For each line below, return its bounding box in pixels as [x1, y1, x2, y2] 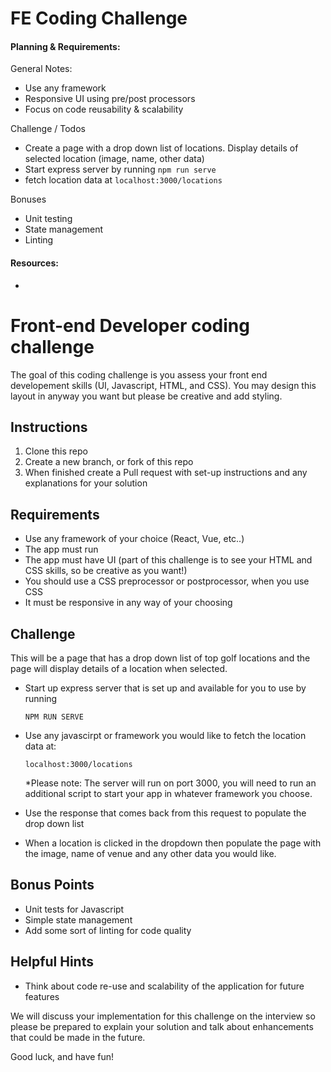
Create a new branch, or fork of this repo [24, 456, 194, 468]
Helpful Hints [10, 953, 94, 971]
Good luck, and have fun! [10, 1050, 115, 1062]
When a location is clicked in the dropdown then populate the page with [24, 837, 322, 849]
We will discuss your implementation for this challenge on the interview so [10, 1010, 316, 1022]
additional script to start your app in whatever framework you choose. [24, 787, 313, 799]
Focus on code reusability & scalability [24, 103, 184, 116]
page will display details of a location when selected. [10, 662, 228, 674]
